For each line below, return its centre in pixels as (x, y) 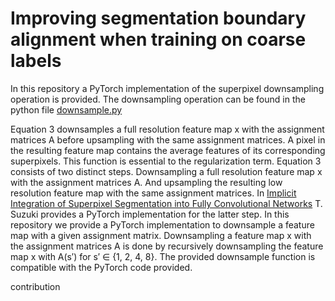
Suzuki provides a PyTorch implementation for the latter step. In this (150, 214)
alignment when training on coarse (158, 39)
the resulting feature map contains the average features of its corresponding (168, 150)
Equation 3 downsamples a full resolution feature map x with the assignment (167, 129)
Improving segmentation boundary (158, 18)
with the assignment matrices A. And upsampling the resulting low (146, 182)
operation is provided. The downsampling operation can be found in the (158, 99)
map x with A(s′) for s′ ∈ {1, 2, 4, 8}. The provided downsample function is (163, 256)
